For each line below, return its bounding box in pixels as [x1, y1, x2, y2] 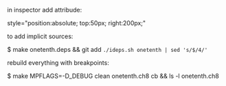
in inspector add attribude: [7, 6, 82, 14]
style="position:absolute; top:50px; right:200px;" [7, 19, 146, 27]
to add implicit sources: [7, 32, 74, 40]
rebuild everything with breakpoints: [7, 59, 110, 67]
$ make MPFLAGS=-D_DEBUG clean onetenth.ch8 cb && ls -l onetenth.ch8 [7, 72, 220, 80]
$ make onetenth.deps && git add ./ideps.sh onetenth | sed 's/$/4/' [7, 46, 208, 53]
